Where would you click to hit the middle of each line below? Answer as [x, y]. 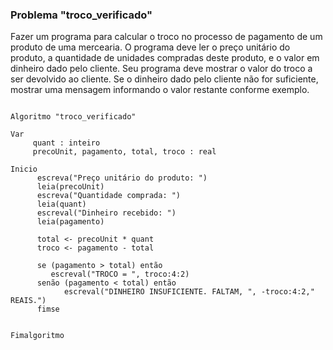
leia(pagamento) [70, 222]
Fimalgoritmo [37, 336]
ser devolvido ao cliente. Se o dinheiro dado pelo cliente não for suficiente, [164, 79]
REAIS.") [28, 301]
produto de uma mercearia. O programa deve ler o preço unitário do [150, 47]
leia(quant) [61, 204]
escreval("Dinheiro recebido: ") [106, 213]
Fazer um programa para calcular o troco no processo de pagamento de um [166, 37]
